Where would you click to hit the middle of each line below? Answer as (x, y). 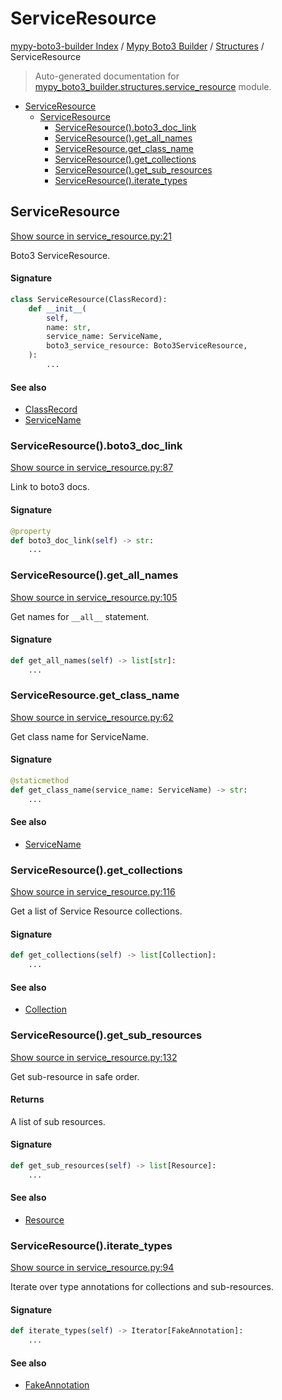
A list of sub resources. (58, 1121)
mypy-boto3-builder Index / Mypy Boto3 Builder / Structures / (137, 46)
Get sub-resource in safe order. (75, 1076)
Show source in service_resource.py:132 (94, 1057)
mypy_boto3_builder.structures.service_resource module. (153, 86)
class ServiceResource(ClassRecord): (89, 299)
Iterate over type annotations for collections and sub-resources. (142, 1287)
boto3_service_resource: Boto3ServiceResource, (147, 346)
